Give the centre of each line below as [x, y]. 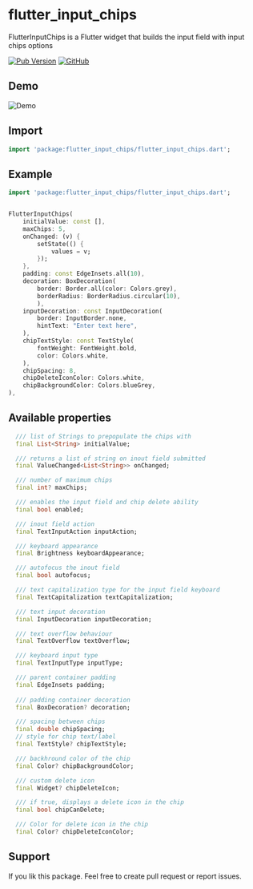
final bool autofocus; [53, 576]
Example [30, 174]
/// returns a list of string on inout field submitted [110, 459]
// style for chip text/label [66, 737]
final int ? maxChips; [52, 488]
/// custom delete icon [55, 780]
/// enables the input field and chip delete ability [107, 503]
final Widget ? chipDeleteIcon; [68, 788]
